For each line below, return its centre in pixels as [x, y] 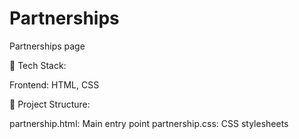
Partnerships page [47, 46]
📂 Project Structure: [50, 104]
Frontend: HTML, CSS [54, 84]
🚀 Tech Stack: [38, 65]
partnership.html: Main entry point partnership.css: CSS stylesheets [149, 123]
